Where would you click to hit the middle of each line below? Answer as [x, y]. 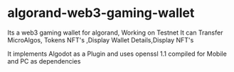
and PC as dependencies [44, 61]
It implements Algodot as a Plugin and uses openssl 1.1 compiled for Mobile [117, 54]
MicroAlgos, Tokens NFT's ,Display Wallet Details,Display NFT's [101, 40]
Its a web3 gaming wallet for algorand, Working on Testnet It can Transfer [115, 32]
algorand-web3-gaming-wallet [101, 13]
